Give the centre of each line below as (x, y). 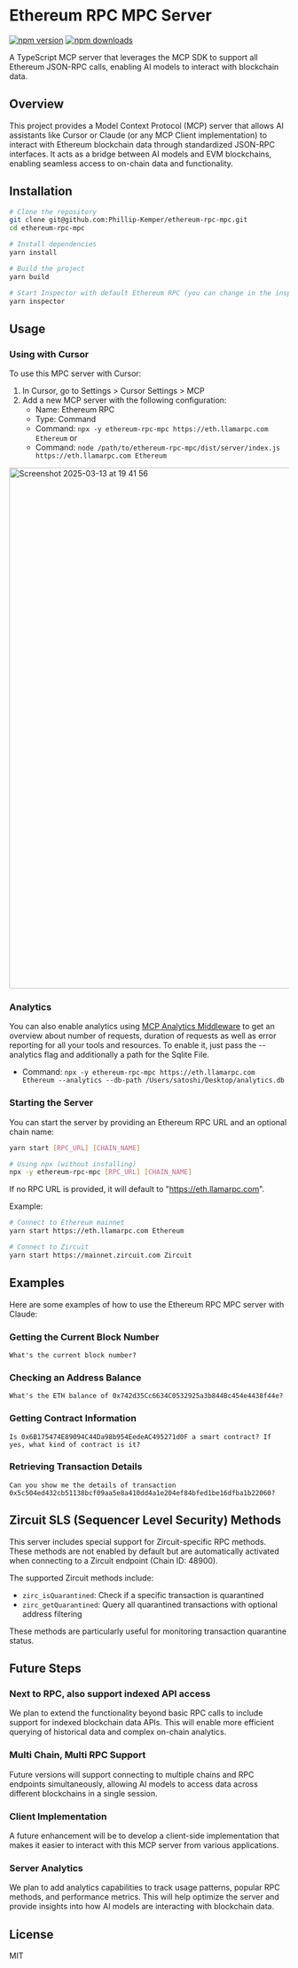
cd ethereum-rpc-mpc (47, 228)
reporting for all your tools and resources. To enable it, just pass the (133, 1045)
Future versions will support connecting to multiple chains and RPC (132, 1774)
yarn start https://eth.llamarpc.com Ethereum (97, 1231)
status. (22, 1640)
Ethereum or (56, 438)
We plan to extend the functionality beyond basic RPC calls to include (136, 1713)
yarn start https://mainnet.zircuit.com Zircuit (101, 1255)
